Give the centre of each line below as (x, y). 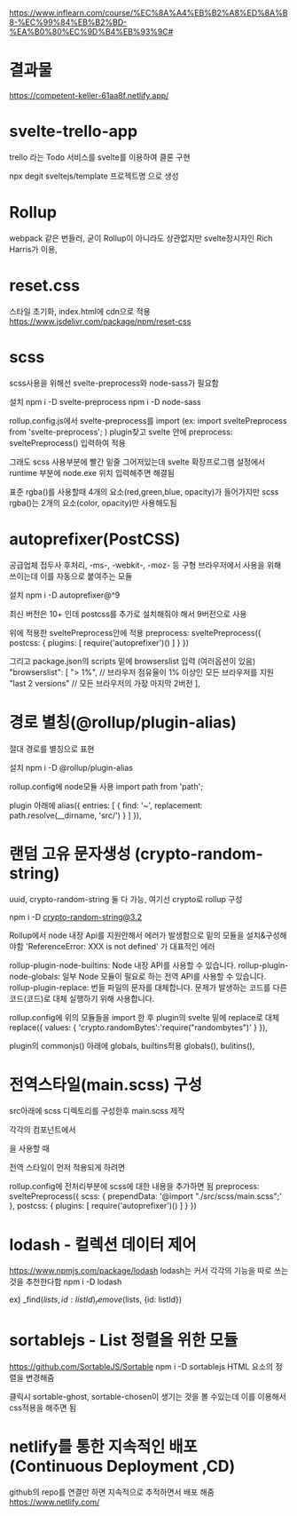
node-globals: (35, 976)
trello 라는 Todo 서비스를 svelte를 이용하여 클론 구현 (100, 157)
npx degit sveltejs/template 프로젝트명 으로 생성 (94, 176)
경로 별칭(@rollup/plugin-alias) (123, 722)
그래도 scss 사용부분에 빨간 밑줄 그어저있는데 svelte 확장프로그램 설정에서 (137, 462)
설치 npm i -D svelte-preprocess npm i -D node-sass (105, 401)
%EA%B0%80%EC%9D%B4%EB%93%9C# (91, 32)
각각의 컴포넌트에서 (43, 1130)
